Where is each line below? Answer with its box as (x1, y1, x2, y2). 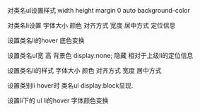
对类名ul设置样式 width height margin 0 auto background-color (7, 6, 191, 14)
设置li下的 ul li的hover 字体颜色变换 (7, 96, 109, 105)
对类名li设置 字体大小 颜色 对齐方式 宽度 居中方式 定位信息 (7, 21, 176, 30)
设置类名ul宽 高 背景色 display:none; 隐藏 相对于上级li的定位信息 (7, 52, 194, 59)
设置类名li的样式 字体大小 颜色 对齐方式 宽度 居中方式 (7, 66, 162, 74)
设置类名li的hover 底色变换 (7, 36, 85, 45)
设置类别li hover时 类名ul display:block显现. (7, 81, 134, 90)
